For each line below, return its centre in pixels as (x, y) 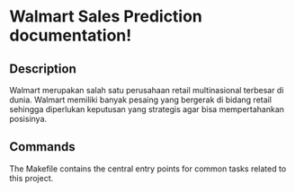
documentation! (71, 35)
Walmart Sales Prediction (106, 17)
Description (43, 69)
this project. (31, 178)
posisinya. (28, 119)
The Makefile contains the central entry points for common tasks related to (148, 169)
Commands (43, 147)
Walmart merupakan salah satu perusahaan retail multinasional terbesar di (147, 90)
